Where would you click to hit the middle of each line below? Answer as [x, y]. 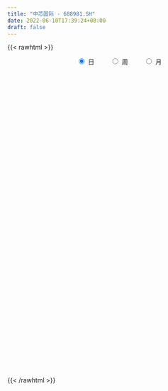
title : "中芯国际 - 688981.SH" [51, 14]
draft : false [27, 27]
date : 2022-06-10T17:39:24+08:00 [57, 21]
